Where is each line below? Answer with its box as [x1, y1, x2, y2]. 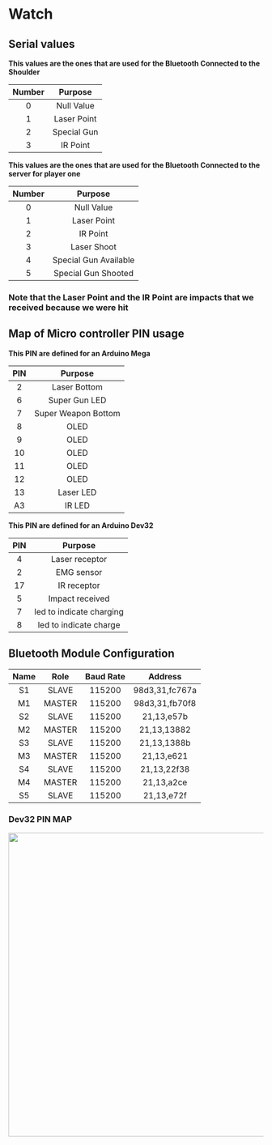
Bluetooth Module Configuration [8, 647, 175, 661]
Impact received [48, 593, 110, 604]
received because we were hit [8, 301, 129, 313]
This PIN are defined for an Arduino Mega [8, 348, 151, 358]
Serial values [8, 37, 75, 51]
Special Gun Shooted [53, 268, 134, 279]
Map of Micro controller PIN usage [8, 327, 185, 341]
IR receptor [57, 580, 100, 591]
